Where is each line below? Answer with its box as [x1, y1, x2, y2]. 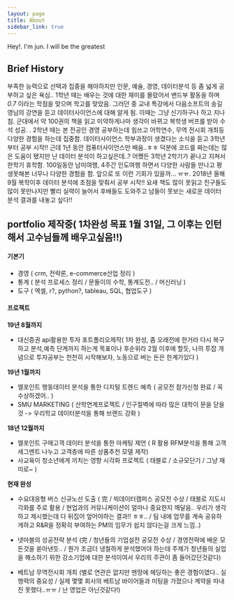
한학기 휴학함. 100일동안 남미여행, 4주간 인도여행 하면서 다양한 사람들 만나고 [7, 161, 215, 169]
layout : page [7, 10, 45, 17]
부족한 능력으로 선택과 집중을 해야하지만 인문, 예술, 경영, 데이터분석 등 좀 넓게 [7, 82, 218, 91]
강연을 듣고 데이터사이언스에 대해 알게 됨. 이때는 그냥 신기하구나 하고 [25, 108, 212, 117]
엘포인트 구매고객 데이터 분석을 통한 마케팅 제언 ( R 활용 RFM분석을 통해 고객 [17, 438, 227, 447]
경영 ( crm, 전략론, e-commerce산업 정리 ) [17, 269, 136, 277]
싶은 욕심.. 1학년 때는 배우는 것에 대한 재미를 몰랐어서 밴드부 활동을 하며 [25, 91, 220, 99]
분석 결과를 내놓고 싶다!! [7, 196, 73, 204]
